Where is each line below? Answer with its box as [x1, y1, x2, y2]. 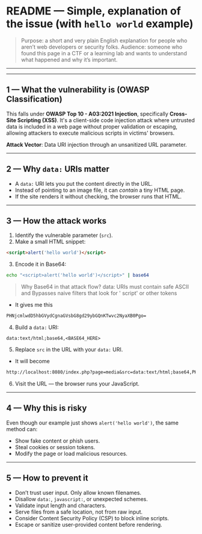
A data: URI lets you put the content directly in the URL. [14, 180, 153, 187]
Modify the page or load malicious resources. [14, 450, 128, 457]
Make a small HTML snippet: [14, 238, 86, 245]
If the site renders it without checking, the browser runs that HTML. [14, 192, 182, 200]
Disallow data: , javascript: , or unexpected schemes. [14, 495, 148, 503]
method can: [6, 425, 38, 432]
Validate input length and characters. [14, 502, 106, 509]
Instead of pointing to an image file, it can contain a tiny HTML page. [14, 186, 185, 194]
